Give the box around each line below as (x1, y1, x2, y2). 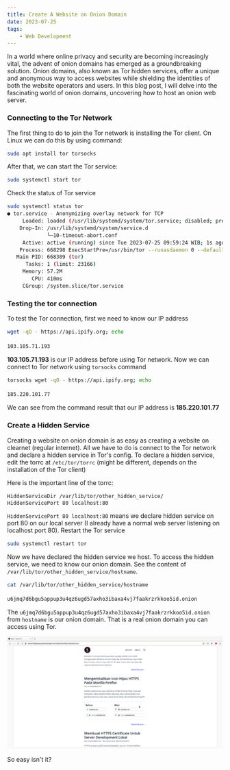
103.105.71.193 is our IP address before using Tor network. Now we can (7, 355, 209, 363)
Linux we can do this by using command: (7, 136, 123, 144)
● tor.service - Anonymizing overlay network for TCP (7, 210, 164, 217)
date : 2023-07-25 (7, 18, 57, 25)
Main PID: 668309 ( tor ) (16, 253, 84, 260)
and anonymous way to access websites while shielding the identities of (7, 74, 211, 82)
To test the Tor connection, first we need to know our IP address (7, 314, 188, 323)
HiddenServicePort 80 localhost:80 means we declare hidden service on (7, 511, 214, 520)
